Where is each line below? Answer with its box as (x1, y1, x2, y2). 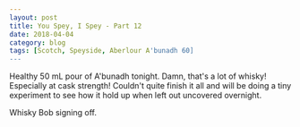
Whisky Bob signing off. (9, 107, 97, 118)
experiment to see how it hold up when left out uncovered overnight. (9, 90, 262, 101)
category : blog (9, 38, 66, 47)
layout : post (9, 13, 58, 22)
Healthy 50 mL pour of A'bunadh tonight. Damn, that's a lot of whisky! (9, 71, 267, 81)
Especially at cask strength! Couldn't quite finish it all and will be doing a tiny (9, 80, 292, 91)
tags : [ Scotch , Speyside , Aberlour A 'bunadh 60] (9, 47, 194, 55)
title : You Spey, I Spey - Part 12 (9, 21, 142, 30)
